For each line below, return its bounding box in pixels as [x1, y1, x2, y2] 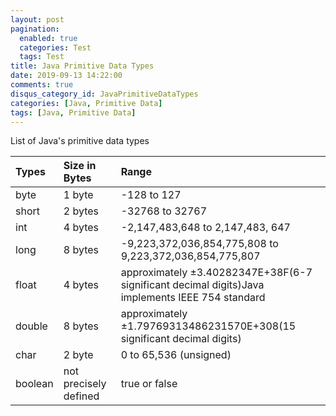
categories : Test [19, 42, 92, 53]
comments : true [10, 80, 74, 90]
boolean [15, 377, 54, 391]
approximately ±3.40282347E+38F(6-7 [120, 266, 313, 280]
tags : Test [19, 52, 65, 62]
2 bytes [63, 204, 100, 218]
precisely [63, 377, 107, 391]
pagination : [10, 24, 60, 34]
